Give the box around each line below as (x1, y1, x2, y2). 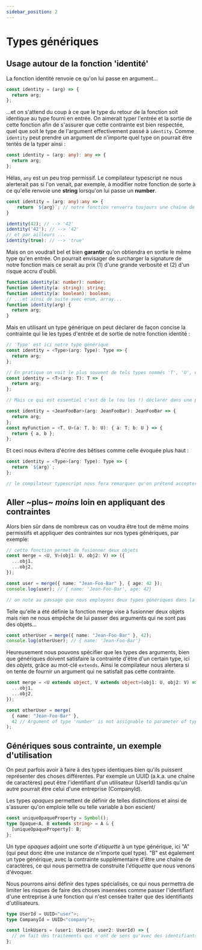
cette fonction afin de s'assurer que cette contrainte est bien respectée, (6, 121, 185, 128)
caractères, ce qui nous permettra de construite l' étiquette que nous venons (6, 862, 195, 869)
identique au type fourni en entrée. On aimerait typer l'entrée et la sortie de (6, 115, 192, 122)
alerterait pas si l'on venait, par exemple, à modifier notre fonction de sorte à (6, 180, 196, 187)
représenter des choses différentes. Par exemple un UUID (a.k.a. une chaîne (6, 772, 195, 780)
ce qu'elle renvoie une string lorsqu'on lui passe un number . (6, 187, 157, 194)
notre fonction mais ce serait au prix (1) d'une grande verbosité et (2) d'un (6, 261, 190, 268)
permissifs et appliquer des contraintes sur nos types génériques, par (6, 529, 179, 536)
